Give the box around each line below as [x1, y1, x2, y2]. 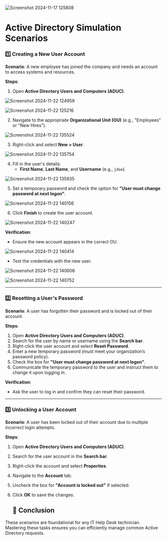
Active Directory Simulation [5, 22, 122, 33]
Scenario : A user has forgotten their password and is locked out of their [5, 308, 153, 314]
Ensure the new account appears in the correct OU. [12, 239, 118, 245]
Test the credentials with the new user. [12, 258, 92, 264]
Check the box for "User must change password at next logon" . [12, 359, 146, 365]
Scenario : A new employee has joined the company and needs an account [5, 64, 158, 70]
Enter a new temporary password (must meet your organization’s [12, 348, 146, 354]
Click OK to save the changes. [12, 492, 75, 498]
